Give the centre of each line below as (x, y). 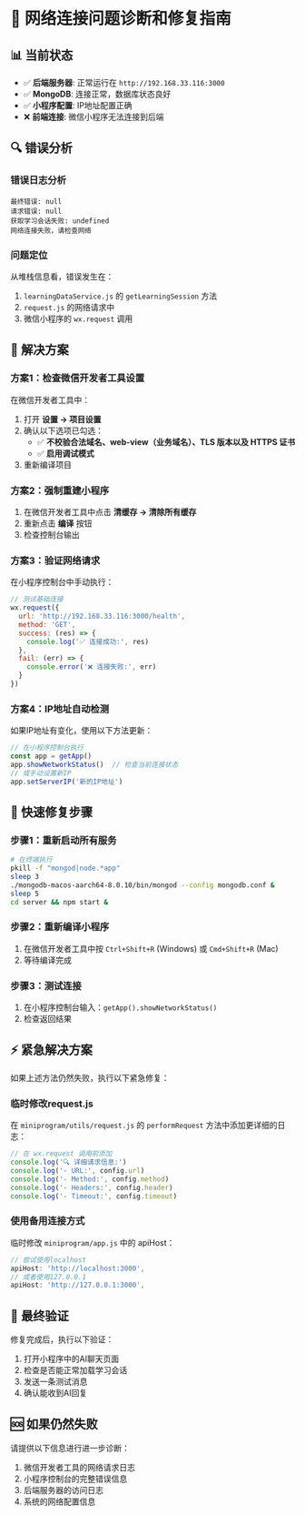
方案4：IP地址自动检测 (60, 709)
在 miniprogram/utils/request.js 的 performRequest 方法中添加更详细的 (144, 1126)
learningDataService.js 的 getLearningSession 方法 (120, 296)
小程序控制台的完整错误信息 (75, 1479)
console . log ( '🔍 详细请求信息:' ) (69, 1162)
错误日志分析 (39, 180)
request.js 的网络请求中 (69, 307)
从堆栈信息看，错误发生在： (62, 276)
